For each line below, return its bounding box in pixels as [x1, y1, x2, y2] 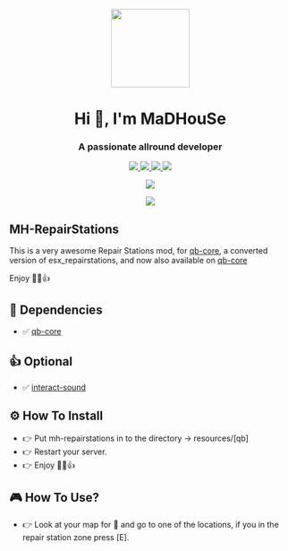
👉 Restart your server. [21, 446, 107, 457]
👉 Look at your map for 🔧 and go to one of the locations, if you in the [21, 519, 279, 529]
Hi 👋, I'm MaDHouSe [74, 108, 226, 129]
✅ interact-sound [21, 382, 87, 392]
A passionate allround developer [78, 141, 223, 153]
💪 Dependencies [9, 302, 103, 317]
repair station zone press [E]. [21, 531, 130, 542]
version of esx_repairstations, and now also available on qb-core [9, 255, 248, 266]
